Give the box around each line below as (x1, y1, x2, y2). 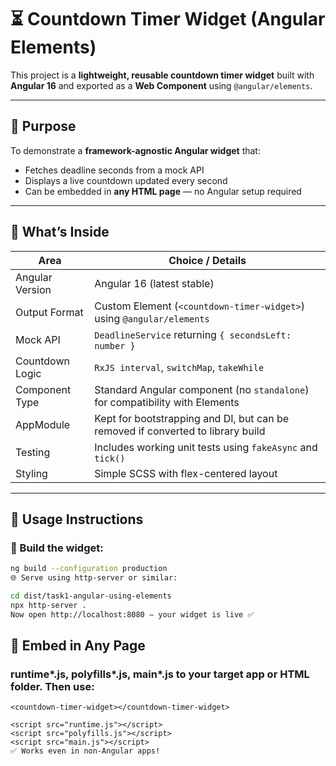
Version (15, 282, 52, 296)
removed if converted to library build (94, 424, 266, 438)
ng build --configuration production (10, 564, 168, 574)
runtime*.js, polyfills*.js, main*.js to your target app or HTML (10, 667, 310, 681)
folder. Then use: (10, 679, 95, 693)
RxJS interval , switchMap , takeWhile (94, 360, 265, 374)
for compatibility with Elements (94, 395, 240, 409)
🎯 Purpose (10, 118, 77, 135)
